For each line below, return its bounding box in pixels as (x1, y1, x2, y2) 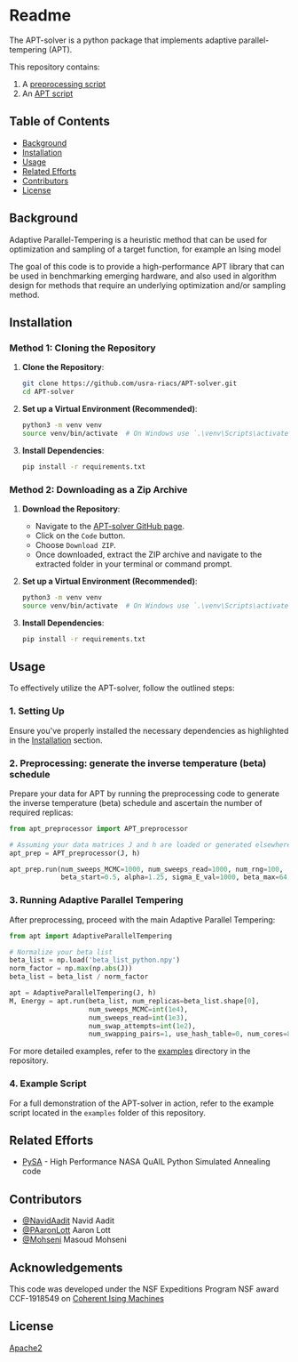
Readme (9, 5, 72, 26)
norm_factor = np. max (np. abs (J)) (9, 964, 133, 973)
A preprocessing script (21, 78, 106, 89)
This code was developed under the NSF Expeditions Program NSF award (9, 1283, 279, 1294)
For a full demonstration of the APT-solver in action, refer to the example (9, 1098, 275, 1108)
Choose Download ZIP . (35, 539, 117, 550)
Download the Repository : (21, 504, 121, 514)
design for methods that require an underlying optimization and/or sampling (9, 279, 286, 290)
